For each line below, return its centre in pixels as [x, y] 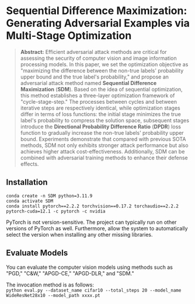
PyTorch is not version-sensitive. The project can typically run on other [91, 222]
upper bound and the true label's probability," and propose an [95, 77]
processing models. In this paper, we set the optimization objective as [104, 64]
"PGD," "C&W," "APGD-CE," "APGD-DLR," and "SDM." [70, 273]
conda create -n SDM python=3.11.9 [49, 196]
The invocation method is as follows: [50, 285]
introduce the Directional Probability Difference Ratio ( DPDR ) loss [100, 127]
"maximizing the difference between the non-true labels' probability [102, 70]
